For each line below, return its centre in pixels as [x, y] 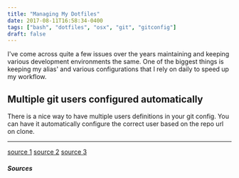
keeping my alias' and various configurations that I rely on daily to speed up [118, 69]
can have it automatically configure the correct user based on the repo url [116, 124]
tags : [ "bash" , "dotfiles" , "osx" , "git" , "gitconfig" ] [92, 27]
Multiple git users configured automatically [105, 99]
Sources [20, 168]
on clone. [21, 132]
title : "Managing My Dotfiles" [54, 14]
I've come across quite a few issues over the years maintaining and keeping [118, 54]
